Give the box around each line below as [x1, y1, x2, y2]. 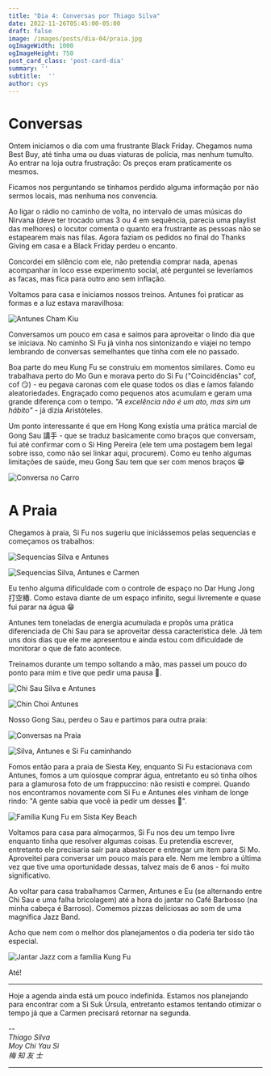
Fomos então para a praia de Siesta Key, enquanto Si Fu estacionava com [8, 762, 252, 772]
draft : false [8, 27, 52, 35]
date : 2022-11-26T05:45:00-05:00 [8, 19, 121, 28]
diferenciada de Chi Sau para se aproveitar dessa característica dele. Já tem [8, 626, 263, 636]
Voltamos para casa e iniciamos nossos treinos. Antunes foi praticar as [8, 290, 244, 299]
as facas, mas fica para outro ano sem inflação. [8, 274, 167, 284]
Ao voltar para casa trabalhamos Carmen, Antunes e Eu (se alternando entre [8, 887, 263, 896]
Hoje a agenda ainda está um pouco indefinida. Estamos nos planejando [8, 991, 248, 1001]
